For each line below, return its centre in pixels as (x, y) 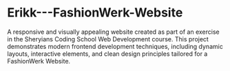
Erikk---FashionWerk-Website (95, 13)
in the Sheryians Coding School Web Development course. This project (108, 39)
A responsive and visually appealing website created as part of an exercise (113, 32)
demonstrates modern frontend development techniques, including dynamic (115, 46)
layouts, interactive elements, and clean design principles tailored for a (107, 54)
